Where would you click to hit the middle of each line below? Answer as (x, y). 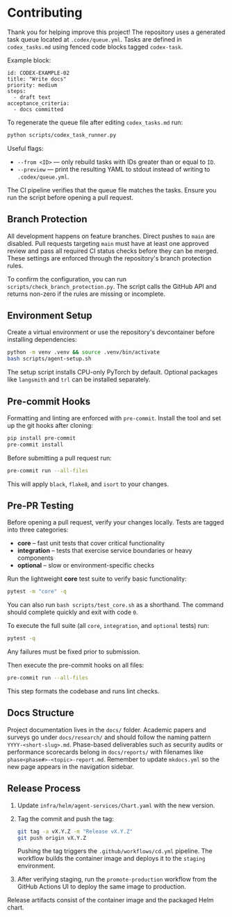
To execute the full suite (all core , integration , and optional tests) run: (108, 626)
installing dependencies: (42, 340)
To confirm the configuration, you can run (67, 279)
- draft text (32, 97)
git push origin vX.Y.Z (52, 838)
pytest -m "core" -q (37, 592)
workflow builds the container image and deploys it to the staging (111, 859)
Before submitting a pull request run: (60, 458)
